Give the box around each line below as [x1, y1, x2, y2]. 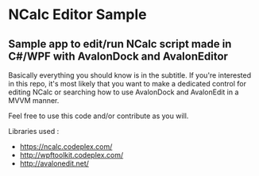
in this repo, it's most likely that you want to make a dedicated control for [8, 79, 246, 88]
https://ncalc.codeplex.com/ [19, 142, 113, 151]
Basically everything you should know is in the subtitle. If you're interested [8, 71, 252, 80]
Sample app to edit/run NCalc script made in [8, 37, 232, 51]
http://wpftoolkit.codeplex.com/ [19, 151, 124, 159]
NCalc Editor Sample [8, 6, 147, 24]
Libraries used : [8, 127, 60, 136]
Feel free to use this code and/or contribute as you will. [8, 111, 189, 121]
